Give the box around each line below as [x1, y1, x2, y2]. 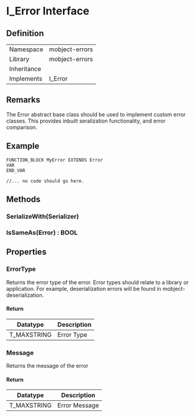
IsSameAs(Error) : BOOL [6, 228, 78, 237]
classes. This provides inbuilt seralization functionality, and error [6, 117, 166, 124]
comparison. [6, 123, 38, 130]
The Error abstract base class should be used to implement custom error [6, 111, 186, 118]
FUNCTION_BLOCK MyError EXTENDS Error [6, 157, 103, 163]
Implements [9, 75, 43, 82]
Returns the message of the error [6, 362, 89, 370]
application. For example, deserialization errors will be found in [6, 285, 162, 292]
